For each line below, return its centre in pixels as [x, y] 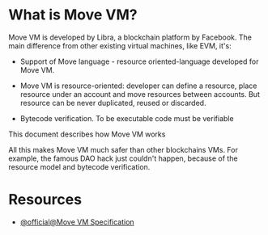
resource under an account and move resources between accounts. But [140, 94]
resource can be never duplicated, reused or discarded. [113, 103]
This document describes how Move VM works [87, 134]
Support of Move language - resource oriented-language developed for [139, 61]
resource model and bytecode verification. [79, 166]
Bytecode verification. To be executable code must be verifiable [127, 118]
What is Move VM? [73, 15]
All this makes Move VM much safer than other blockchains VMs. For [123, 149]
